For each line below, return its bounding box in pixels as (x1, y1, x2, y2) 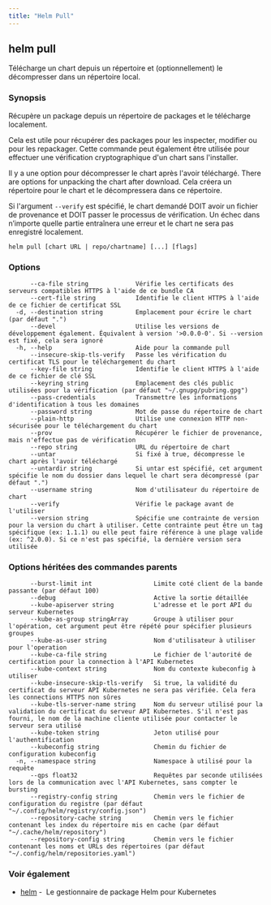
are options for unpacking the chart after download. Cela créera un (8, 176, 233, 187)
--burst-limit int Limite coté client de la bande (29, 580, 264, 588)
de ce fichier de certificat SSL (8, 301, 122, 309)
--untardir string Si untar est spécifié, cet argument (29, 464, 264, 473)
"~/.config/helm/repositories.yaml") (8, 850, 136, 858)
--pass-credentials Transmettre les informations (29, 394, 238, 402)
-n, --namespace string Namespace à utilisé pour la (15, 757, 252, 765)
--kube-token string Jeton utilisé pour (29, 729, 220, 737)
